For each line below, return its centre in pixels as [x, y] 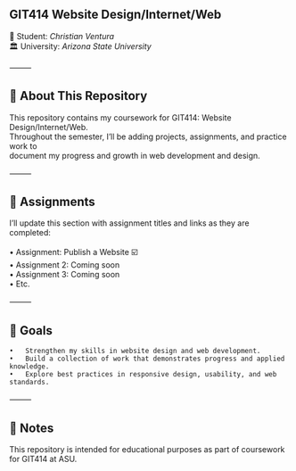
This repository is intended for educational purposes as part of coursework [147, 450]
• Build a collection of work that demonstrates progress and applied [147, 359]
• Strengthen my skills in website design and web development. [135, 351]
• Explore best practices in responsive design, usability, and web [143, 375]
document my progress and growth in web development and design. [135, 155]
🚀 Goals [31, 331]
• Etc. [20, 284]
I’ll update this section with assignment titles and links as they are [129, 223]
